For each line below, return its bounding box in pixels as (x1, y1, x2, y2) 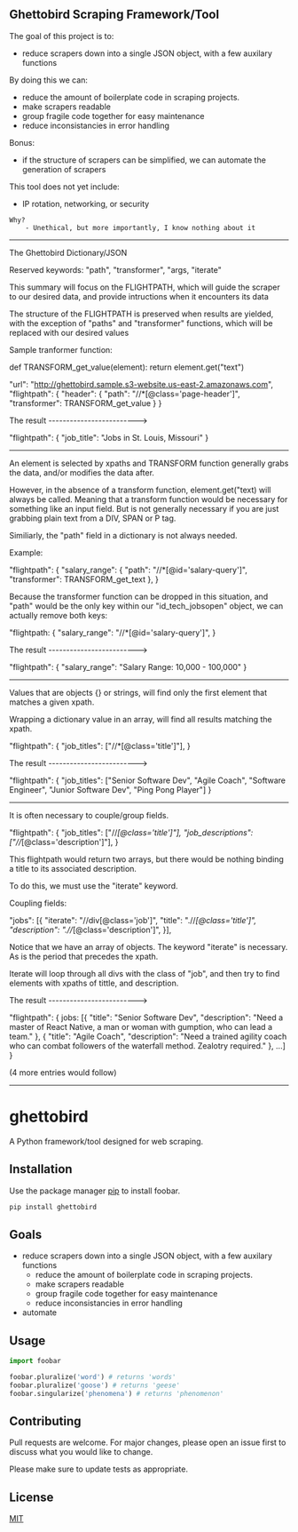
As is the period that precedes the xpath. (9, 951, 159, 961)
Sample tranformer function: (9, 344, 113, 355)
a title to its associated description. (9, 863, 137, 874)
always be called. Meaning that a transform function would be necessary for (9, 493, 288, 505)
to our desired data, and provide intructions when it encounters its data (9, 291, 269, 301)
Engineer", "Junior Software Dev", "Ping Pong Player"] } (9, 784, 212, 794)
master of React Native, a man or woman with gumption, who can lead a (9, 1021, 273, 1032)
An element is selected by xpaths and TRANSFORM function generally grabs (9, 458, 289, 468)
